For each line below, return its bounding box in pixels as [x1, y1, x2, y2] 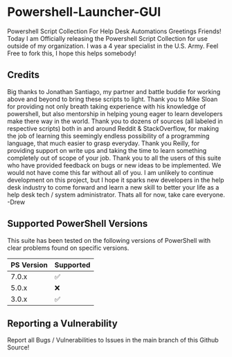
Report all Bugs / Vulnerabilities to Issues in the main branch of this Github [7, 336, 220, 345]
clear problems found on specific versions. [7, 244, 130, 252]
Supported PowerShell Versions [7, 218, 148, 230]
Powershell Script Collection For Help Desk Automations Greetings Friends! [7, 27, 222, 35]
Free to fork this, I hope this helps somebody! [7, 49, 136, 57]
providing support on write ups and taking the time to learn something [7, 146, 207, 154]
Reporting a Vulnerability [7, 318, 118, 329]
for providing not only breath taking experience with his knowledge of [7, 102, 206, 111]
